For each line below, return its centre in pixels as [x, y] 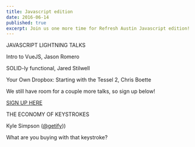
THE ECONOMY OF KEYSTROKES [48, 114]
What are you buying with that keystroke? [57, 137]
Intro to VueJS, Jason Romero [43, 57]
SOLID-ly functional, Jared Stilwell [48, 68]
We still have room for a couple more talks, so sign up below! [81, 91]
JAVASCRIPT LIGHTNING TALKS [46, 45]
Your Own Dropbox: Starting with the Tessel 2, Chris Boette [79, 80]
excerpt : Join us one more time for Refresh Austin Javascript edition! [98, 28]
